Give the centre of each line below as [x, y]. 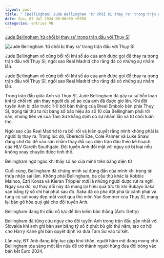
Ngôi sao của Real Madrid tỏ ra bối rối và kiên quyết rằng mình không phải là [82, 131]
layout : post [18, 10]
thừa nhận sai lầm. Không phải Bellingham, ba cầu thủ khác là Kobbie [74, 176]
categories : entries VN [29, 23]
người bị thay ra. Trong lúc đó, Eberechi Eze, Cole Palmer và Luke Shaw [77, 136]
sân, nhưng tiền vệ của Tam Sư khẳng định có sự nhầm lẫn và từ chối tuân [80, 117]
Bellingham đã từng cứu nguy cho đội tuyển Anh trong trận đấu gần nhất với [81, 221]
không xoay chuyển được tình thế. [39, 152]
